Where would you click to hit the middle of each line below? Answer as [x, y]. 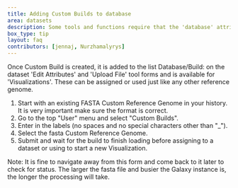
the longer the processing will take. [58, 177]
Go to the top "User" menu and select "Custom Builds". [98, 118]
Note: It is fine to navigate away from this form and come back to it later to [116, 162]
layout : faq [25, 40]
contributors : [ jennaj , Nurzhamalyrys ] [66, 47]
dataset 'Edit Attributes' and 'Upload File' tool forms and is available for [111, 74]
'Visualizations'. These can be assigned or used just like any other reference [119, 82]
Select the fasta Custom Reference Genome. [83, 133]
